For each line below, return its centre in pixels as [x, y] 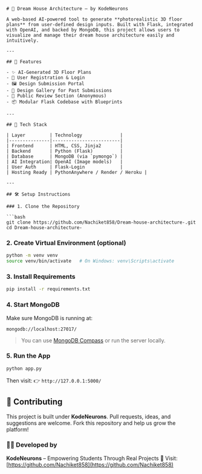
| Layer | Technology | [64, 135]
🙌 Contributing [34, 402]
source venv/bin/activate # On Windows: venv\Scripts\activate [90, 261]
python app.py [24, 369]
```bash [16, 217]
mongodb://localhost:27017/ [42, 329]
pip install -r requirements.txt [48, 289]
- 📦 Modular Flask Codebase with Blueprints [64, 102]
